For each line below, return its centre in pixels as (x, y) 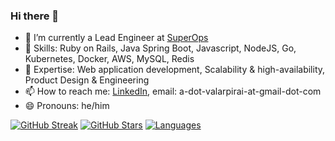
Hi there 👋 (35, 16)
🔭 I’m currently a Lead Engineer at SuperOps (116, 38)
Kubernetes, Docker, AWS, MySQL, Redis (109, 59)
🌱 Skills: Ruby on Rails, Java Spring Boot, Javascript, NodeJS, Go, (160, 48)
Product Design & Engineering (87, 80)
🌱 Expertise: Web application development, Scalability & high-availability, (175, 70)
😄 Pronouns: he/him (67, 106)
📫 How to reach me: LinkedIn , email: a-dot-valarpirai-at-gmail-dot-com (173, 91)
